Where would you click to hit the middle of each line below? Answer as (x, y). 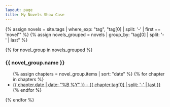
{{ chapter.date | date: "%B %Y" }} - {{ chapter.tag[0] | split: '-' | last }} (87, 85)
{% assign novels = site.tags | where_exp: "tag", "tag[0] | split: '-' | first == (83, 29)
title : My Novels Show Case (35, 15)
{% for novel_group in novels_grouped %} (49, 50)
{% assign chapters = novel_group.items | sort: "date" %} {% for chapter (89, 74)
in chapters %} (28, 79)
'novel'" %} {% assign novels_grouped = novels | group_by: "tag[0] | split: (82, 34)
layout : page (19, 10)
